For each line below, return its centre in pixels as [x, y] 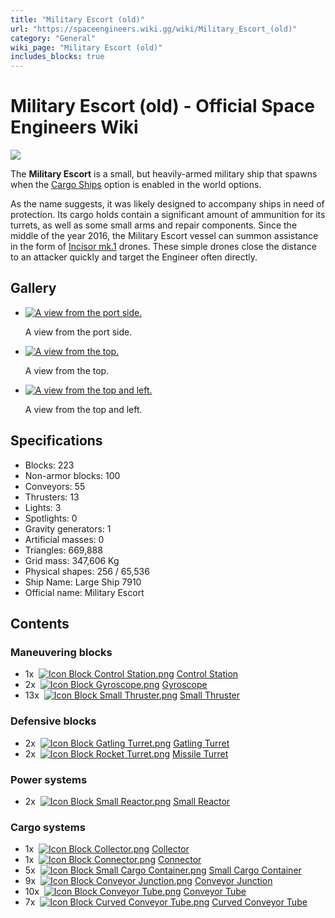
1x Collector [107, 849]
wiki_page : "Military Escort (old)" [86, 47]
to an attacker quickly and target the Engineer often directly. [134, 257]
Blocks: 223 [49, 465]
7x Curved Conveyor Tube [166, 902]
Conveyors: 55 [55, 486]
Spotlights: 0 [51, 518]
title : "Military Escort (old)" [77, 19]
